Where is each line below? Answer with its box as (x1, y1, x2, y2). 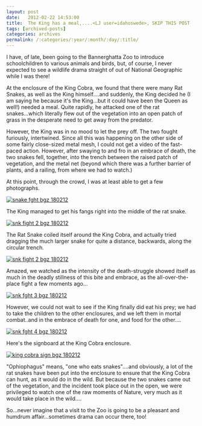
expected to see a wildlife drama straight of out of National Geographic (6, 66, 183, 73)
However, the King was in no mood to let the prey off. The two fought (6, 128, 178, 135)
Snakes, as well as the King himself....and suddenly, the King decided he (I (6, 91, 191, 98)
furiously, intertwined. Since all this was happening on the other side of (6, 134, 183, 142)
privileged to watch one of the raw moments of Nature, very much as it (6, 389, 182, 395)
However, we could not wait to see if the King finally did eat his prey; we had (6, 304, 196, 310)
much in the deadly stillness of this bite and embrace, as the (6, 274, 156, 281)
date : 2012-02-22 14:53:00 (6, 14, 80, 20)
